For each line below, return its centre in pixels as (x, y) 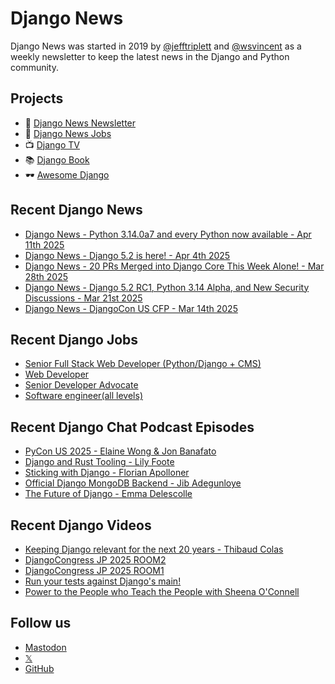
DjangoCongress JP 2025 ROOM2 (95, 560)
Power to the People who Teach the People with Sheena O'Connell (162, 591)
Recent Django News (76, 210)
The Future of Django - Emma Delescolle (108, 494)
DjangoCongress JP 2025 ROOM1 (94, 570)
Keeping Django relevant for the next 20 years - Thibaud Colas (154, 549)
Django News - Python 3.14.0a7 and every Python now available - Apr (168, 234)
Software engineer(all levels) (84, 396)
